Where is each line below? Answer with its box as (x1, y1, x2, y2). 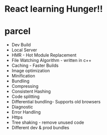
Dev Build (11, 42, 31, 48)
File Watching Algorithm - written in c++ (11, 58, 92, 63)
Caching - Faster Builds (11, 62, 59, 69)
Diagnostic (11, 104, 33, 110)
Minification (11, 73, 35, 79)
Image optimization (11, 68, 50, 74)
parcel (4, 26, 31, 37)
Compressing (11, 83, 39, 89)
